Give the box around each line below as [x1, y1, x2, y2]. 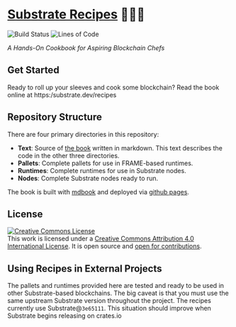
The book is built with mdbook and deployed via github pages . [7, 187, 190, 196]
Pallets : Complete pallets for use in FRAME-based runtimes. [17, 159, 193, 167]
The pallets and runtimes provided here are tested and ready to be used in [7, 282, 225, 290]
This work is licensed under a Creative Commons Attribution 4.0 [7, 234, 195, 243]
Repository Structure [7, 111, 103, 123]
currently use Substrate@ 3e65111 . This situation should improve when [7, 304, 211, 313]
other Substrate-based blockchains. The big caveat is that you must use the [7, 289, 229, 297]
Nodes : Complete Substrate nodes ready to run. [17, 174, 159, 182]
